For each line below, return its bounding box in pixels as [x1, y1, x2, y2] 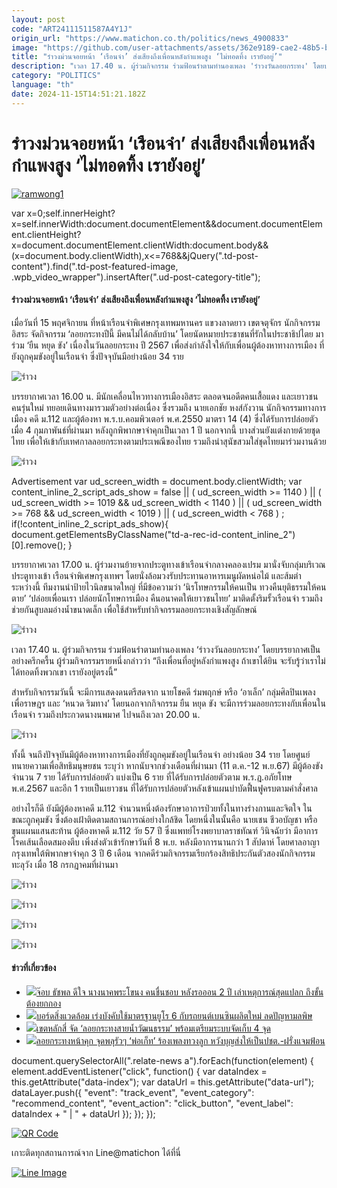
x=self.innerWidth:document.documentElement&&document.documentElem [11, 217, 323, 230]
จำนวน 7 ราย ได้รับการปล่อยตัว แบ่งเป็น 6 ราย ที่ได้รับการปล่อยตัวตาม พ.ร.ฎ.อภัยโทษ [11, 771, 293, 783]
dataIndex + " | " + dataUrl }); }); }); [11, 1107, 156, 1120]
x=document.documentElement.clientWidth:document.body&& [11, 239, 269, 251]
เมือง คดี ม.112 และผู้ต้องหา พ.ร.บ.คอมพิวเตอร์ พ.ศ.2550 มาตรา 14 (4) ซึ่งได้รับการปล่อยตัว [11, 412, 319, 425]
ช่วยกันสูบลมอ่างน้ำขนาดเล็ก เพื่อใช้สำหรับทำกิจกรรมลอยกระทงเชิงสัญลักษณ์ [11, 603, 258, 615]
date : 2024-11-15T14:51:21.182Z [11, 89, 146, 99]
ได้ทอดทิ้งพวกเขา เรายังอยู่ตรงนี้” [11, 666, 118, 678]
